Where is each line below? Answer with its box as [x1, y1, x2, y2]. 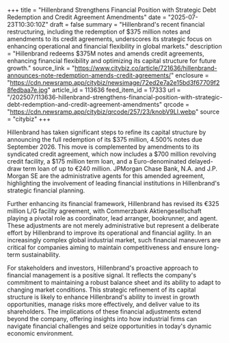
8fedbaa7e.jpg [7, 86, 48, 94]
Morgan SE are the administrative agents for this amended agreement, [7, 172, 205, 180]
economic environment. [7, 329, 74, 338]
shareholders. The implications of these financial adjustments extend [7, 307, 202, 316]
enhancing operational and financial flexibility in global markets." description [7, 42, 222, 50]
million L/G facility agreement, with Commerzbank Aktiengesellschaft [7, 207, 202, 215]
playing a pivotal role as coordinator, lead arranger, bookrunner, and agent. [7, 214, 218, 222]
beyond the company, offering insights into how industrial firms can [7, 315, 197, 322]
